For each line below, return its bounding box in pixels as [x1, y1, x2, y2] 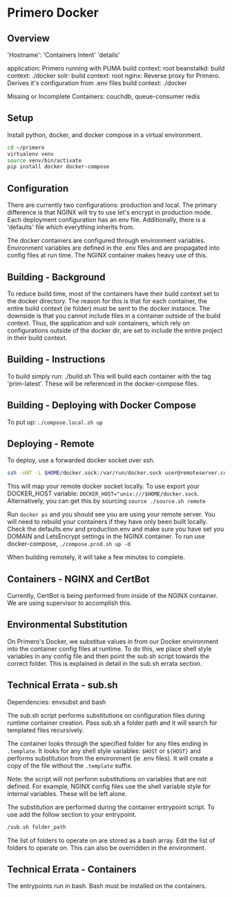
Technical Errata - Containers [7, 863, 137, 875]
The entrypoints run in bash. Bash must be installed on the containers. [7, 882, 207, 890]
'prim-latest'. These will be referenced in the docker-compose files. [7, 379, 199, 388]
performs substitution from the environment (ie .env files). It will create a [7, 754, 213, 762]
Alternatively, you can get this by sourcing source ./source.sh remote [7, 497, 206, 505]
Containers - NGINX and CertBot [7, 573, 150, 585]
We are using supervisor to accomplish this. [7, 599, 133, 607]
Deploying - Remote [7, 437, 95, 449]
